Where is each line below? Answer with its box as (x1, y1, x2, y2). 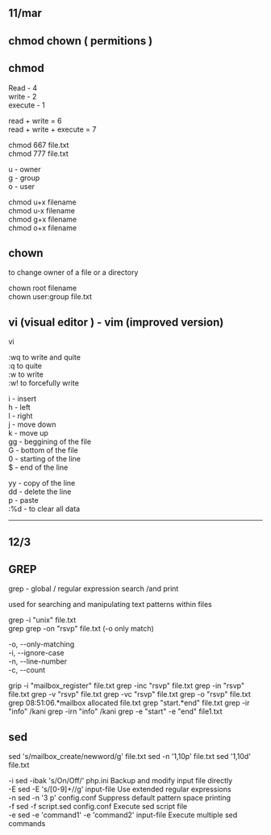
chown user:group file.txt (8, 292, 93, 302)
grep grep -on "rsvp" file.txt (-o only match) (8, 624, 155, 634)
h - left (8, 403, 31, 412)
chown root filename (8, 283, 77, 293)
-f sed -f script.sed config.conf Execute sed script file (8, 802, 188, 812)
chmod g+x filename (8, 214, 77, 224)
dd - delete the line (8, 487, 72, 496)
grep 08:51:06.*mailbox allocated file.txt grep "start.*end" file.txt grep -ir (8, 698, 250, 708)
